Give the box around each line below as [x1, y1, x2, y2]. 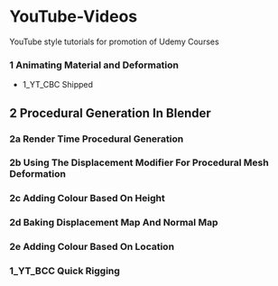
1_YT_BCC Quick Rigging [9, 264, 120, 277]
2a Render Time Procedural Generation [9, 133, 184, 145]
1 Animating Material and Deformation [9, 59, 179, 71]
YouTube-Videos [9, 6, 138, 27]
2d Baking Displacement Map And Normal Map [9, 217, 218, 229]
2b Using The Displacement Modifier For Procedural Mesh [9, 156, 269, 169]
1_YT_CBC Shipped [22, 79, 93, 90]
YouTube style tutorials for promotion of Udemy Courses [9, 36, 219, 47]
